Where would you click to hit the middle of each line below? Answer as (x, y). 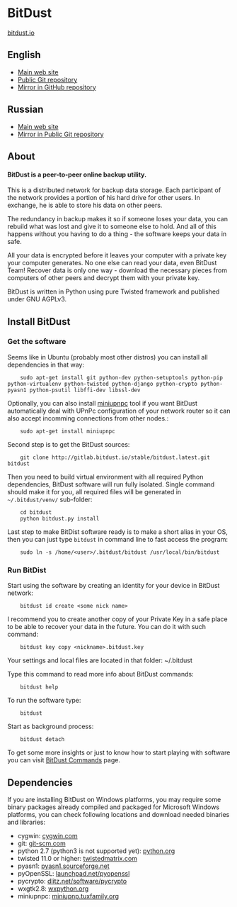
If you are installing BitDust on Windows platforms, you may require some (114, 799)
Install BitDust (39, 322)
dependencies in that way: (46, 365)
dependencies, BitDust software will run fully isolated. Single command (111, 484)
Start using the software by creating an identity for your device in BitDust (114, 586)
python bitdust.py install (60, 518)
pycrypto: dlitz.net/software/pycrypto (72, 881)
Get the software (37, 342)
